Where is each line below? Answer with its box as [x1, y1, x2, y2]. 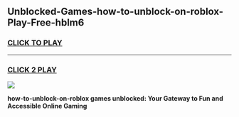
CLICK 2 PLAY [7, 65, 57, 74]
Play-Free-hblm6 [7, 17, 85, 29]
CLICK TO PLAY [7, 38, 63, 48]
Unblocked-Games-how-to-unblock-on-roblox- [7, 6, 224, 18]
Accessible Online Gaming [7, 101, 87, 110]
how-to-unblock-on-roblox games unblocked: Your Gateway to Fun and [7, 94, 224, 102]
